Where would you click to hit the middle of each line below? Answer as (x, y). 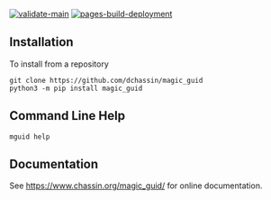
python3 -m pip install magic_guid (76, 88)
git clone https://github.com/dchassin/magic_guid (106, 80)
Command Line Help (68, 116)
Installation (41, 42)
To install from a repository (59, 64)
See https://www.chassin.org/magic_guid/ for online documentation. (136, 186)
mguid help (30, 136)
